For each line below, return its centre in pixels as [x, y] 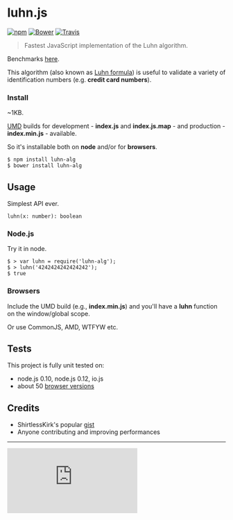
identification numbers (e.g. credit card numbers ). [79, 79]
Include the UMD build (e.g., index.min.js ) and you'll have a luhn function [112, 306]
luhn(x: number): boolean [44, 216]
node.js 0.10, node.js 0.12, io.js [60, 379]
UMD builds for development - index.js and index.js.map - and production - [116, 126]
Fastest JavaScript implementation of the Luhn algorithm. [106, 45]
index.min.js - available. [42, 134]
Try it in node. [27, 249]
